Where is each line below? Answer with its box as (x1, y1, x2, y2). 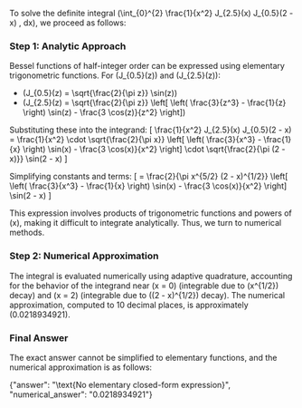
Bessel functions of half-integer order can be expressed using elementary (9, 61, 285, 72)
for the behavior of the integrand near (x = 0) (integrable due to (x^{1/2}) (9, 280, 279, 291)
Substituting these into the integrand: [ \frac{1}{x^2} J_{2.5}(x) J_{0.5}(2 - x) (9, 124, 292, 135)
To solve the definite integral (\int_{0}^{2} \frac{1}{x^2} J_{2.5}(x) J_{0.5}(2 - (9, 8, 294, 18)
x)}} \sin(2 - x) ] (9, 153, 68, 164)
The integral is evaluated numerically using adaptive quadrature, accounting (9, 270, 293, 281)
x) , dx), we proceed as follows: (9, 17, 127, 28)
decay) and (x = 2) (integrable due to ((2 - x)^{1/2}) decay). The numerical (9, 289, 286, 300)
